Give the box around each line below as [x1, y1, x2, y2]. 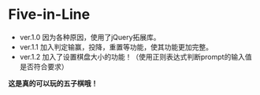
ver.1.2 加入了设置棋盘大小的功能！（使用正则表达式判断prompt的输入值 [19, 52, 252, 61]
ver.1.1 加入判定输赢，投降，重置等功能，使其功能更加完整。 [19, 42, 213, 52]
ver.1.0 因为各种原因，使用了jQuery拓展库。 [19, 32, 161, 42]
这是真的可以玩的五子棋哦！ [8, 79, 98, 88]
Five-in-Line [8, 5, 91, 24]
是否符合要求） [19, 61, 69, 71]
